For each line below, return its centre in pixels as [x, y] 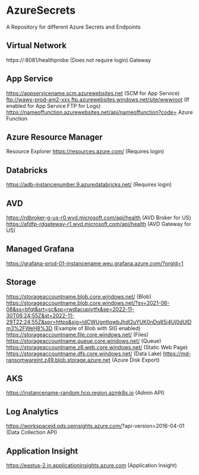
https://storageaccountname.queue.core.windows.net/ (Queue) [84, 341]
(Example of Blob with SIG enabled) [97, 328]
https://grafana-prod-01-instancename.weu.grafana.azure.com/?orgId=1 [95, 263]
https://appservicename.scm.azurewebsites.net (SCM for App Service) [93, 93]
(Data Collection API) [32, 432]
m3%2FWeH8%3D [29, 328]
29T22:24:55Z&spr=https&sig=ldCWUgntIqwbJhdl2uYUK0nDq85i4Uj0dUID [99, 322]
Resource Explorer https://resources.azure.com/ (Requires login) [85, 151]
